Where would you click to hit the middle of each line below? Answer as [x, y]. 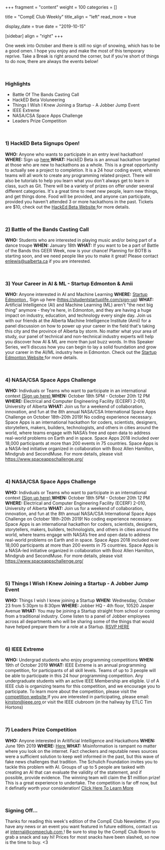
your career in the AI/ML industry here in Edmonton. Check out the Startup [81, 352]
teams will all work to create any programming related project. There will [79, 175]
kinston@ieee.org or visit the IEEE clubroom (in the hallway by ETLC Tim [79, 702]
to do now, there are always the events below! [52, 61]
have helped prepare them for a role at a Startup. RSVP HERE [67, 627]
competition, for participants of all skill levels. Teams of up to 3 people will [81, 671]
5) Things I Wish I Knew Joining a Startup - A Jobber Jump [77, 583]
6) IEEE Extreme [25, 649]
